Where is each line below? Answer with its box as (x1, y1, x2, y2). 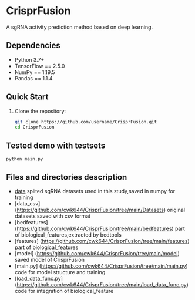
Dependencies (6, 41, 60, 50)
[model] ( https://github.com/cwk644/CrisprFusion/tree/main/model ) (14, 250, 180, 257)
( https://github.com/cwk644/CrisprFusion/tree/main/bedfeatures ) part (14, 225, 185, 232)
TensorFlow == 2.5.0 (14, 62, 65, 69)
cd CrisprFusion (14, 124, 55, 130)
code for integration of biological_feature (14, 287, 114, 294)
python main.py (6, 156, 43, 162)
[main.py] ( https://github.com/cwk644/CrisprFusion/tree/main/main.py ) (14, 262, 188, 269)
